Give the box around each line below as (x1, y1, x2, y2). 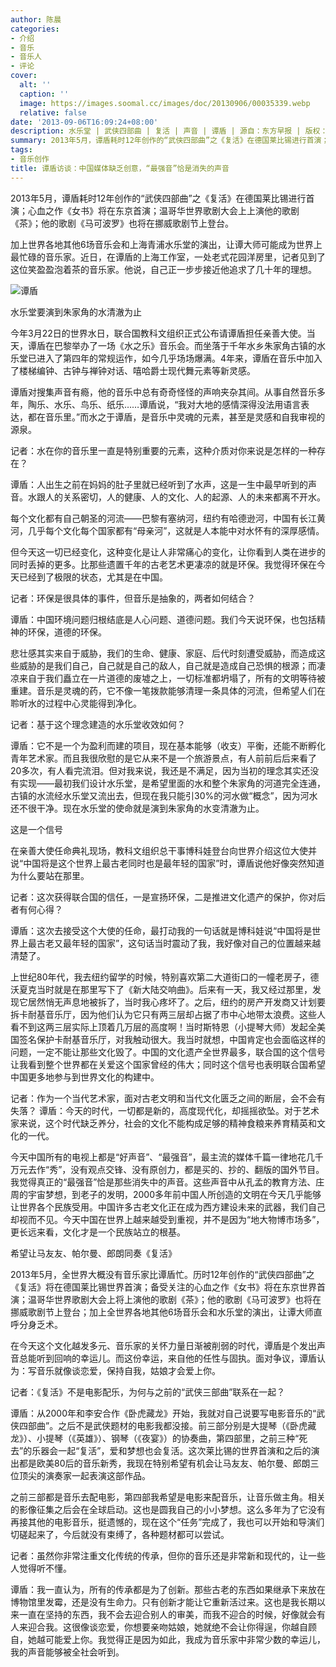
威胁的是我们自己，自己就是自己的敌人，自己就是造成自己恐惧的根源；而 (18, 659, 317, 671)
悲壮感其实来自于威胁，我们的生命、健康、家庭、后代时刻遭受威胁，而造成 (10, 647, 317, 659)
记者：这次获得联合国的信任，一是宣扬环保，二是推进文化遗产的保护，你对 (10, 891, 317, 903)
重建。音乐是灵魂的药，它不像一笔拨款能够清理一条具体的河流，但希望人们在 (10, 684, 326, 696)
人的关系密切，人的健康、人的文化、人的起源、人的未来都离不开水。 (44, 491, 326, 503)
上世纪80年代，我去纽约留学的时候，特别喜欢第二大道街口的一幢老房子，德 (10, 971, 320, 983)
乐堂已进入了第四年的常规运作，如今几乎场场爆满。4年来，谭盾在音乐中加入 (10, 352, 323, 364)
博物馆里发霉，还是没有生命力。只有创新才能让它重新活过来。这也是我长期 (10, 1596, 317, 1608)
